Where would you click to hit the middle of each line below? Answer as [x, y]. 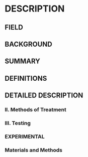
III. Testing [18, 123]
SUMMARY [23, 61]
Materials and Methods [34, 150]
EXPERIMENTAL [25, 136]
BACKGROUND [28, 44]
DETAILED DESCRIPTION [44, 96]
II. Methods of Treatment [35, 110]
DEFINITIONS [26, 78]
